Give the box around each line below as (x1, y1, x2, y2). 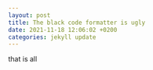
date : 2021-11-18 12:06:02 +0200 (8, 26, 118, 33)
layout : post (8, 11, 51, 19)
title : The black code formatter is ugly (8, 19, 146, 26)
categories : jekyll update (8, 33, 97, 41)
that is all (8, 54, 38, 64)
